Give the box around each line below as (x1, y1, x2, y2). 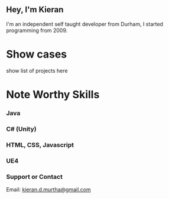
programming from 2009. (6, 27, 68, 34)
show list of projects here (6, 67, 68, 74)
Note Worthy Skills (6, 88, 100, 101)
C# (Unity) (6, 124, 37, 133)
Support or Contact (6, 172, 63, 181)
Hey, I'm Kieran (6, 5, 64, 15)
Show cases (6, 47, 67, 61)
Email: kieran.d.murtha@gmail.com (6, 186, 92, 193)
